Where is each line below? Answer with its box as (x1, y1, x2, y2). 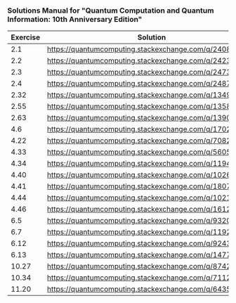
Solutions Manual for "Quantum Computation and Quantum (7, 6, 214, 15)
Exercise (11, 32, 41, 42)
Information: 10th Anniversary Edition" (7, 14, 143, 24)
